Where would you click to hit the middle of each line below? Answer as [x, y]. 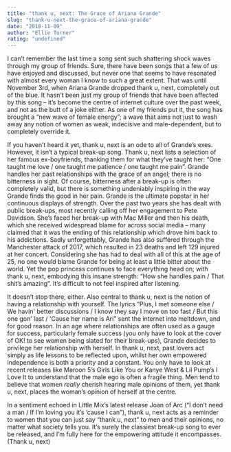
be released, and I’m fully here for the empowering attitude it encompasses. [114, 434]
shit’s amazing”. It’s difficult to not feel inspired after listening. [94, 284]
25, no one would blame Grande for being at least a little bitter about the [109, 262]
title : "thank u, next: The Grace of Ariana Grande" [84, 13]
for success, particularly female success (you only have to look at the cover [114, 333]
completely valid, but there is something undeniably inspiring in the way [109, 189]
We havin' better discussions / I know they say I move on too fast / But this [113, 312]
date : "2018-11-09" [35, 26]
